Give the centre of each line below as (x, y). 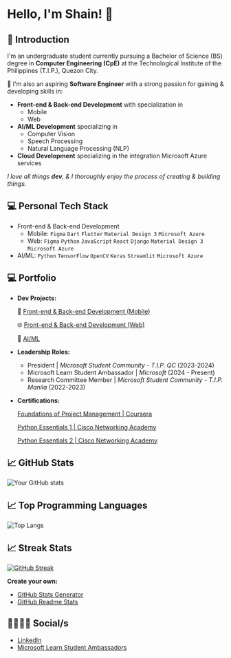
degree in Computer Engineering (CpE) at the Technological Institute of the (114, 63)
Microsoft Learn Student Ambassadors (72, 647)
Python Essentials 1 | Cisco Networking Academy (87, 427)
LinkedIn (29, 640)
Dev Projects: (37, 298)
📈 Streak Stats (40, 548)
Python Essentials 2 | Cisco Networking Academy (87, 441)
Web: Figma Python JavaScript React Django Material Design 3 (115, 241)
